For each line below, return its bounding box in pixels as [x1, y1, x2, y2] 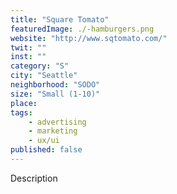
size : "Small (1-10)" [10, 89, 101, 99]
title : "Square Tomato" [10, 14, 110, 25]
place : [10, 98, 38, 108]
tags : [10, 107, 33, 118]
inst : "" [10, 52, 47, 62]
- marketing [28, 126, 78, 136]
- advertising [28, 117, 87, 127]
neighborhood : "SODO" [10, 80, 101, 90]
